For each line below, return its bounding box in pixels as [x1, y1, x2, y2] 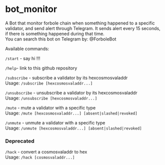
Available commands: [5, 45, 49, 51]
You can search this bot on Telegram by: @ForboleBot [5, 36, 116, 42]
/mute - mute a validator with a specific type [5, 104, 96, 110]
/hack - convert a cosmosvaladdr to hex [5, 149, 87, 155]
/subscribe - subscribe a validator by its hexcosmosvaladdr [5, 74, 128, 80]
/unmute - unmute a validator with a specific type [5, 119, 105, 125]
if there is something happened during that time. [5, 30, 105, 36]
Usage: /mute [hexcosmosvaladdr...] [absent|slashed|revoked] [5, 110, 137, 116]
